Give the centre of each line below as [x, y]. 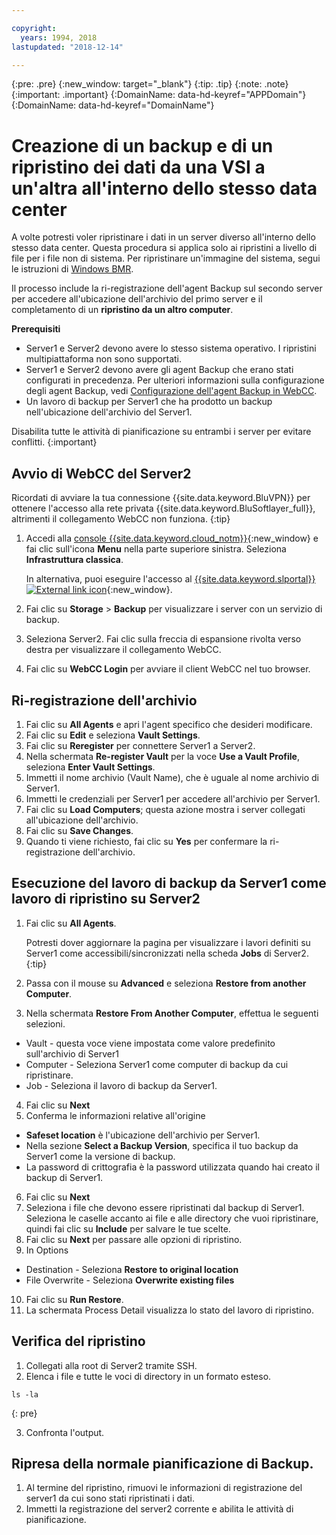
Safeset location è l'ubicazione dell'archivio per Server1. [143, 1135]
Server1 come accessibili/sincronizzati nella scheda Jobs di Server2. [167, 953]
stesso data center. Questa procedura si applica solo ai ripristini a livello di [164, 248]
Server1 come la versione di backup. [100, 1156]
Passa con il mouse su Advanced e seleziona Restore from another [166, 983]
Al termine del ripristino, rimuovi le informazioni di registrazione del [164, 1488]
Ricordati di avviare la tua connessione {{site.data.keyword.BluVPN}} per [161, 498]
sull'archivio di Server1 [72, 1053]
